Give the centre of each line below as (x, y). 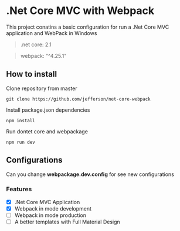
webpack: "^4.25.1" (43, 56)
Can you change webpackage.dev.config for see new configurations (90, 174)
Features (19, 189)
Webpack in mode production (50, 215)
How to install (32, 74)
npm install (21, 120)
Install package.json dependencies (48, 110)
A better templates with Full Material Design (67, 222)
